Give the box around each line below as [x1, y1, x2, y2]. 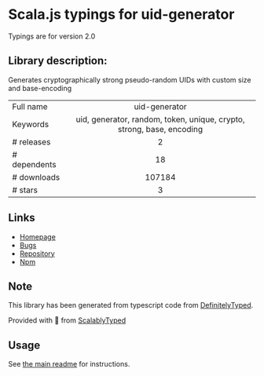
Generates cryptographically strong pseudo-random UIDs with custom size [8, 75, 251, 84]
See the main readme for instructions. [8, 360, 130, 369]
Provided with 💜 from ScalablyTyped [8, 316, 126, 325]
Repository [19, 249, 55, 258]
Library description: [8, 54, 108, 68]
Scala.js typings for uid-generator [8, 5, 235, 24]
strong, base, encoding [117, 123, 203, 134]
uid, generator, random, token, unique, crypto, [75, 114, 245, 125]
